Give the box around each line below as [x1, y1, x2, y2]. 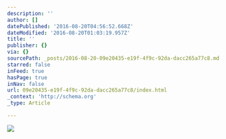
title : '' [7, 36, 36, 43]
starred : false [7, 61, 51, 68]
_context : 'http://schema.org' [7, 94, 97, 100]
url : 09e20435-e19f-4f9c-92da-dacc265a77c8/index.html [7, 87, 168, 94]
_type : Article [7, 100, 51, 107]
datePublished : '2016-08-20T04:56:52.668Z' [7, 23, 134, 30]
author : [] [7, 17, 38, 23]
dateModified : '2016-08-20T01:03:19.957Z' [7, 29, 131, 36]
